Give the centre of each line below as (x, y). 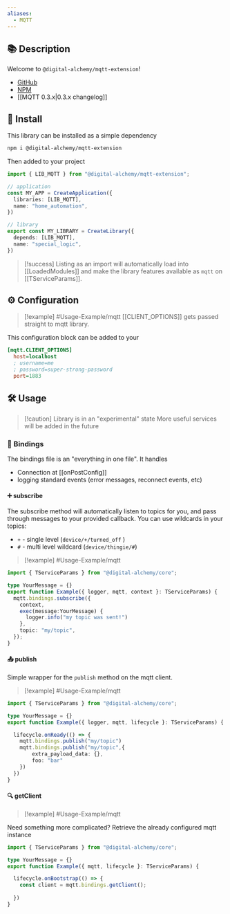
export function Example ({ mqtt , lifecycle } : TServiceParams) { (103, 866)
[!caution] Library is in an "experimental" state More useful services (121, 419)
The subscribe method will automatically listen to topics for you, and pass (112, 511)
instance (19, 834)
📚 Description (39, 49)
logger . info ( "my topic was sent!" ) (77, 618)
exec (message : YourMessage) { (61, 611)
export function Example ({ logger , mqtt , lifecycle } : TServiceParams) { (116, 722)
